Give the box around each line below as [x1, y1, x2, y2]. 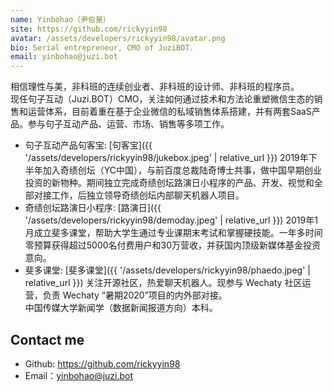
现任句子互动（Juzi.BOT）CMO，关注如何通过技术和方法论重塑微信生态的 [10, 93, 315, 105]
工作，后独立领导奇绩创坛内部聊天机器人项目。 [51, 189, 245, 201]
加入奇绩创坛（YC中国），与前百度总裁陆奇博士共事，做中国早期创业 [42, 164, 323, 176]
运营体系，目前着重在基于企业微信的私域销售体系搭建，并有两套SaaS [27, 106, 312, 118]
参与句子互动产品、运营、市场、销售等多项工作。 [27, 118, 230, 130]
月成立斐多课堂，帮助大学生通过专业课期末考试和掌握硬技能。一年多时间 [24, 227, 323, 239]
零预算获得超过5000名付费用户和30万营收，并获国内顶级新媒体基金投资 [24, 239, 322, 251]
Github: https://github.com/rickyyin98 [24, 357, 181, 370]
